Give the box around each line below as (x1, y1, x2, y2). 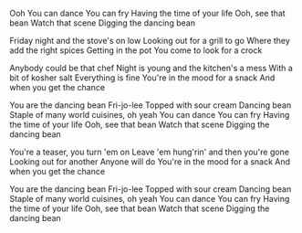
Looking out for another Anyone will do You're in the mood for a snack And (9, 156, 290, 167)
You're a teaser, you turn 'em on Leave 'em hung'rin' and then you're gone (9, 146, 290, 157)
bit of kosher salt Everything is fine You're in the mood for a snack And (9, 72, 276, 83)
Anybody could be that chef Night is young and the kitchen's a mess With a (9, 63, 294, 73)
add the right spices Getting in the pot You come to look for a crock (9, 45, 263, 56)
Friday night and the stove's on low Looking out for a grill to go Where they (9, 36, 290, 46)
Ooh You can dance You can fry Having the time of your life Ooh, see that (9, 8, 286, 18)
